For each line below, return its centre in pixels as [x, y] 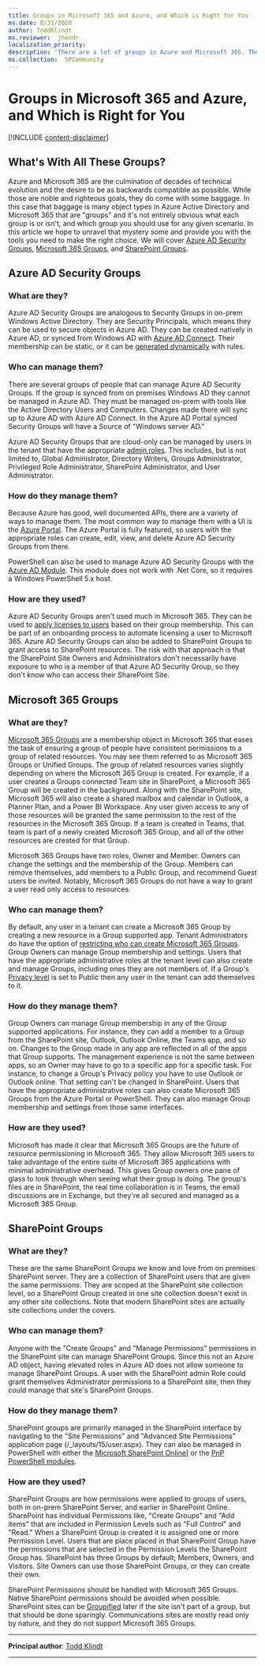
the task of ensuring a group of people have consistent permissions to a [125, 748]
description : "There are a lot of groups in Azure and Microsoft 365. [127, 52]
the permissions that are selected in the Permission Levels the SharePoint [128, 1549]
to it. [15, 986]
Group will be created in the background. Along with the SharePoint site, [125, 790]
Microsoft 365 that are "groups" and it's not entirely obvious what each [124, 215]
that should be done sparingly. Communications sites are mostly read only [129, 1615]
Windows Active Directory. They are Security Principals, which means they [130, 322]
